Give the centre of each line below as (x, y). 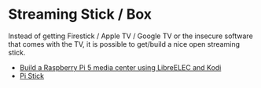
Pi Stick (32, 76)
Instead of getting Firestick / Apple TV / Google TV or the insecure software (130, 36)
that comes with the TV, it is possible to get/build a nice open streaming (124, 44)
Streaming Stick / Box (80, 14)
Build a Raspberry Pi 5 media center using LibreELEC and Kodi (120, 67)
